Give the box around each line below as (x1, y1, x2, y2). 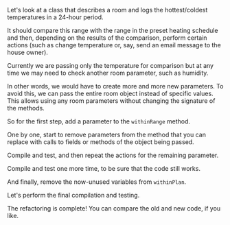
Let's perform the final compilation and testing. (7, 191, 140, 199)
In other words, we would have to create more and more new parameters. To (7, 82, 224, 90)
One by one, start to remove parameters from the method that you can (7, 130, 206, 139)
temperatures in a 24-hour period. (7, 13, 104, 21)
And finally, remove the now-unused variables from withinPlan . (7, 178, 187, 186)
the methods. (7, 104, 45, 112)
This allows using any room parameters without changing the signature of (7, 97, 216, 105)
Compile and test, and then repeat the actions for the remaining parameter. (7, 151, 219, 159)
